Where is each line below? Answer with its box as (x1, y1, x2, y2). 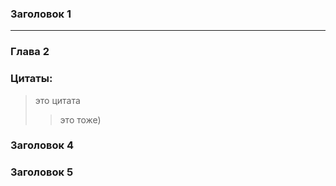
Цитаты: (10, 72, 53, 86)
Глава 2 (10, 45, 50, 59)
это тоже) (59, 113, 102, 126)
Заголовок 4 (10, 138, 74, 152)
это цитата (34, 94, 81, 106)
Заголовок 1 (10, 7, 72, 21)
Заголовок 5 (10, 165, 74, 179)
